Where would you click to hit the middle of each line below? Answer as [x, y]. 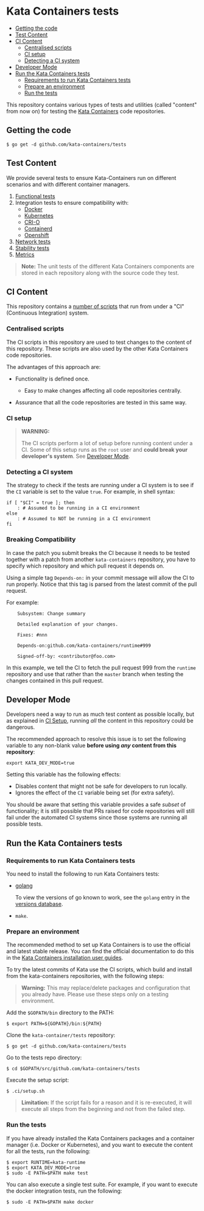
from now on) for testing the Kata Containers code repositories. [86, 111]
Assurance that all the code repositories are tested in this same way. [101, 402]
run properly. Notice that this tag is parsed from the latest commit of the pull [102, 584]
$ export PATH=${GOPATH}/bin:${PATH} [54, 1024]
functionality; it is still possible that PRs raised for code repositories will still [100, 811]
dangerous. [21, 727]
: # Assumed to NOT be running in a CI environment [84, 519]
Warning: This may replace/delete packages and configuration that [106, 988]
